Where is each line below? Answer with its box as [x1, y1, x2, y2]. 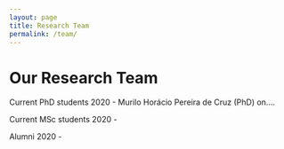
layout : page [9, 12, 58, 22]
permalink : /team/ [9, 29, 77, 38]
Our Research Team [9, 67, 158, 88]
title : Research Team [9, 21, 90, 30]
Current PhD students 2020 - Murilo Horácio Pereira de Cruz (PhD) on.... [9, 97, 276, 107]
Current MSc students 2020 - [9, 114, 118, 125]
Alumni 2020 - [9, 131, 62, 142]
